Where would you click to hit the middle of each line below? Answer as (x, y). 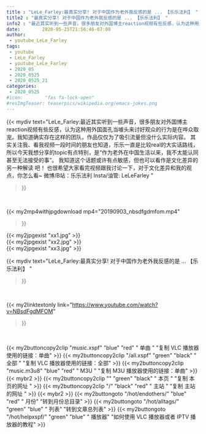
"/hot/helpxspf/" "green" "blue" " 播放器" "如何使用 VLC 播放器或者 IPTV (98, 417)
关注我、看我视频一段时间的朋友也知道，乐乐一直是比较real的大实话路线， (105, 144)
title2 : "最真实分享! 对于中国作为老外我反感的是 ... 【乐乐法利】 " (87, 18)
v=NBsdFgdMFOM (30, 311)
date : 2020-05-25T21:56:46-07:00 (59, 29)
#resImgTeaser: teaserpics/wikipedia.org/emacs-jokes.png (82, 103)
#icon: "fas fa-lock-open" (51, 98)
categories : (21, 87)
